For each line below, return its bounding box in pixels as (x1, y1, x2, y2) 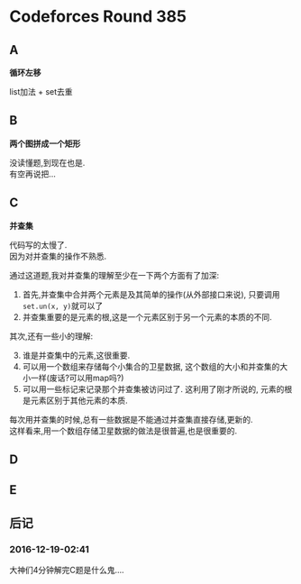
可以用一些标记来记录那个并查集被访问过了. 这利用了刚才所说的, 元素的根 (22, 383, 293, 394)
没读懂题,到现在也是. (9, 157, 86, 168)
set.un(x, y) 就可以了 (22, 300, 104, 311)
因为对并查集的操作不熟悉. (9, 251, 107, 261)
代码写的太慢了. (9, 239, 68, 250)
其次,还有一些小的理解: (9, 331, 94, 342)
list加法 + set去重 (9, 87, 74, 96)
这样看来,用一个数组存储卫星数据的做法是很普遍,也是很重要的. (9, 425, 238, 436)
